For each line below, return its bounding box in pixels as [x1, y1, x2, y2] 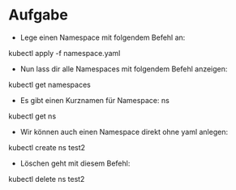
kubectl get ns [8, 111, 57, 121]
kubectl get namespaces [8, 80, 91, 89]
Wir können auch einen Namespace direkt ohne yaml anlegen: [19, 127, 229, 136]
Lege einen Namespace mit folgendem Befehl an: [19, 32, 186, 42]
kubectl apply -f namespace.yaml [8, 48, 121, 58]
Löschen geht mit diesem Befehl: [19, 158, 131, 168]
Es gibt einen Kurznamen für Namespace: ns [19, 95, 170, 105]
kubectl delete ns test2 [8, 174, 85, 184]
